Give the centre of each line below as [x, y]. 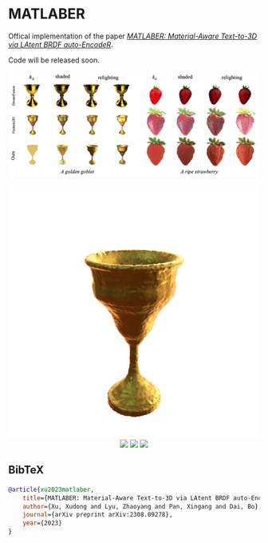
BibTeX [26, 470]
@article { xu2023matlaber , [51, 489]
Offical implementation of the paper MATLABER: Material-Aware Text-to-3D [133, 36]
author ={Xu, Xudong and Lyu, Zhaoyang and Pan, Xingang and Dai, [134, 506]
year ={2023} [42, 523]
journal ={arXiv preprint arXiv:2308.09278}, [98, 515]
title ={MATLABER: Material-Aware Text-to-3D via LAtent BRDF [126, 498]
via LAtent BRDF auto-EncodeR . [61, 44]
